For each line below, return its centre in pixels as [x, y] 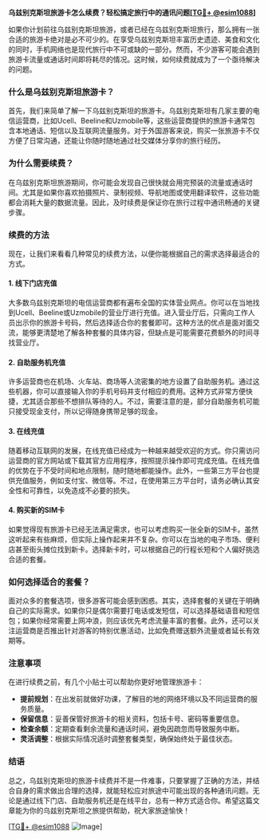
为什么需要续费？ [41, 163]
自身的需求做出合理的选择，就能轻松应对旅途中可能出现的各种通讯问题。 [134, 790]
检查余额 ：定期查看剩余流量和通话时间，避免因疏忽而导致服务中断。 [132, 729]
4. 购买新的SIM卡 [37, 510]
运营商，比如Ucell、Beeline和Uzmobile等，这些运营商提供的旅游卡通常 [132, 121]
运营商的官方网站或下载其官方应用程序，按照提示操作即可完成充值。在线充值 [134, 460]
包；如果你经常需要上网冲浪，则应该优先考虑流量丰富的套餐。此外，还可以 [130, 620]
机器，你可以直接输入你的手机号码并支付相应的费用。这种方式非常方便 [130, 392]
